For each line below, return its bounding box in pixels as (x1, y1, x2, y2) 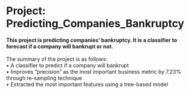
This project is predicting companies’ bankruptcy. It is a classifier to (6, 36, 178, 43)
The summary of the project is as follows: (6, 55, 108, 62)
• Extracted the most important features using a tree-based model (6, 80, 168, 87)
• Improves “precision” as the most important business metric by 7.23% (6, 68, 182, 75)
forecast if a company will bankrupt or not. (6, 43, 114, 50)
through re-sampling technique (6, 74, 83, 82)
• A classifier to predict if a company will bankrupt (6, 61, 129, 69)
